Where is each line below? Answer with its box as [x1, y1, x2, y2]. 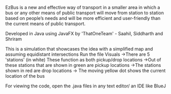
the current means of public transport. [5, 20, 86, 27]
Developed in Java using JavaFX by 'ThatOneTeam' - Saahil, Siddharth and [5, 31, 163, 36]
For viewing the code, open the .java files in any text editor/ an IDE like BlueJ [5, 83, 166, 89]
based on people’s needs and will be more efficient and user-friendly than [5, 15, 161, 21]
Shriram [5, 36, 22, 42]
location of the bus [5, 73, 45, 79]
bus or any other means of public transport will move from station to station [5, 10, 164, 16]
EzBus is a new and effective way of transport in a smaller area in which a [5, 5, 160, 10]
